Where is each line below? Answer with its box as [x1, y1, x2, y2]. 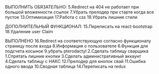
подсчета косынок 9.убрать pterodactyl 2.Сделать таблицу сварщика [5, 48, 149, 54]
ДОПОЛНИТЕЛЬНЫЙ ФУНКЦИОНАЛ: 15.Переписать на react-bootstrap [5, 24, 153, 29]
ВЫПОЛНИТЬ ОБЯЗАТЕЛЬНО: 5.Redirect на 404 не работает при [5, 4, 139, 10]
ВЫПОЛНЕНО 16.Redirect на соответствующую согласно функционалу [5, 38, 151, 44]
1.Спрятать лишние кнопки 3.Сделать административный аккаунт [5, 53, 142, 59]
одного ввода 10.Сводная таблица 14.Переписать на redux [5, 63, 126, 69]
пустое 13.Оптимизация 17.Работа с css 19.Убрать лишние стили [5, 14, 138, 20]
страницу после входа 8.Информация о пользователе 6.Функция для [5, 43, 148, 49]
